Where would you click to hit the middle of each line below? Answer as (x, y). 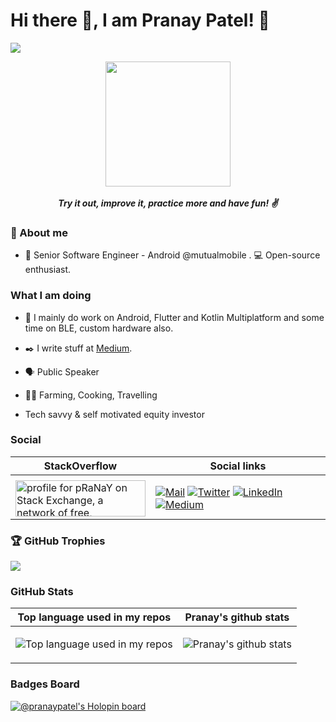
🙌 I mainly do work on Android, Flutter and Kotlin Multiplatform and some (174, 317)
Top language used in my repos (94, 617)
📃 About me (39, 232)
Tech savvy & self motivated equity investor (114, 414)
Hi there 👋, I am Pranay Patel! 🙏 (140, 20)
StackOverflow (80, 466)
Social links (238, 466)
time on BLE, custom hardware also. (99, 328)
